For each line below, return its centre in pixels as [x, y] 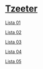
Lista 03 [13, 42]
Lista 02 [13, 32]
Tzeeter [21, 9]
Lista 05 [13, 61]
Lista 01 [13, 22]
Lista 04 [14, 51]
